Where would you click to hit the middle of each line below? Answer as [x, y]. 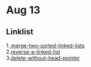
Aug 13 [23, 10]
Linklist [20, 32]
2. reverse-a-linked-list [33, 52]
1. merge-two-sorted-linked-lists [45, 45]
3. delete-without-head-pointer [43, 58]
